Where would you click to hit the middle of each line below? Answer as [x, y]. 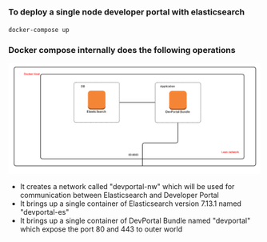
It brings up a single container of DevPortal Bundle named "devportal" [135, 221]
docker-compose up [39, 30]
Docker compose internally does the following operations [122, 50]
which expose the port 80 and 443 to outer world [101, 229]
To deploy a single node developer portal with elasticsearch [127, 12]
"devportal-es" [44, 212]
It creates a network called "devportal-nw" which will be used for [127, 187]
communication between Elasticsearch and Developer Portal [120, 196]
